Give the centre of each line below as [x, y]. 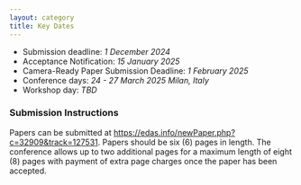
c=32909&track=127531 [54, 142]
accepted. [28, 171]
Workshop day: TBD [59, 90]
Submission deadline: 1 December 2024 [96, 51]
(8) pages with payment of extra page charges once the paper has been [143, 161]
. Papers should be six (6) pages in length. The [185, 142]
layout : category [42, 18]
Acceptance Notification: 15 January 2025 [101, 61]
